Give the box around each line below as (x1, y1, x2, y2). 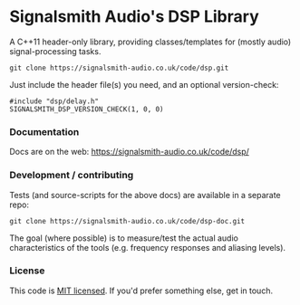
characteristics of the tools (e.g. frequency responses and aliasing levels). (9, 242, 286, 253)
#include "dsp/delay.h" (9, 97, 100, 106)
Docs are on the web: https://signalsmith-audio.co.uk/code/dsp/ (9, 147, 249, 157)
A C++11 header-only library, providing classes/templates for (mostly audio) (9, 36, 292, 47)
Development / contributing (9, 169, 134, 182)
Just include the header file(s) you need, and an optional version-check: (9, 79, 279, 90)
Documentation (9, 125, 80, 138)
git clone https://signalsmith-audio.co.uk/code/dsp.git (9, 63, 229, 72)
